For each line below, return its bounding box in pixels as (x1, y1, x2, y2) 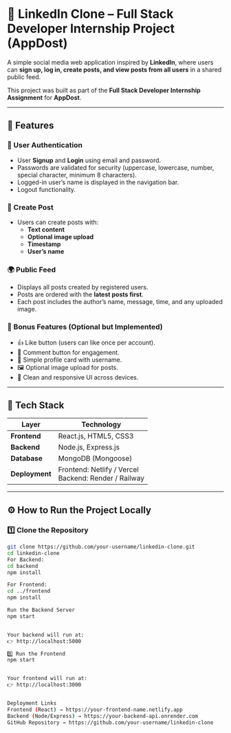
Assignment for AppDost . (7, 93, 82, 102)
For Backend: (7, 556, 45, 563)
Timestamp (27, 240, 61, 248)
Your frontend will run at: (7, 675, 88, 682)
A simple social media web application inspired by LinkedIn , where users (7, 58, 214, 66)
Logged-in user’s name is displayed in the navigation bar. (16, 178, 179, 186)
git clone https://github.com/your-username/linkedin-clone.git (7, 543, 195, 551)
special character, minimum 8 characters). (16, 171, 137, 179)
